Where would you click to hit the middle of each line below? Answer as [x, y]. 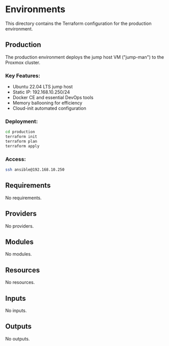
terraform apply [22, 146]
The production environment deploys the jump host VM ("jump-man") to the [84, 57]
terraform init [21, 137]
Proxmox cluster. [23, 62]
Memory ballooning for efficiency [47, 103]
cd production [20, 132]
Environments [36, 9]
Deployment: [22, 121]
